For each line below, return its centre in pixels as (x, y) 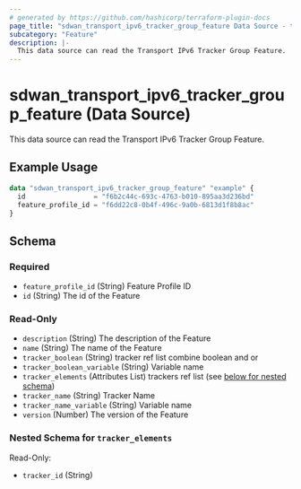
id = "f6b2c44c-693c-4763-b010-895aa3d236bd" (136, 196)
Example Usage (54, 167)
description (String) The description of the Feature (116, 338)
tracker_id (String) (57, 475)
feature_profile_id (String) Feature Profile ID (107, 286)
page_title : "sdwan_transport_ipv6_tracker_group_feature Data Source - (148, 26)
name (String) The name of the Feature (92, 348)
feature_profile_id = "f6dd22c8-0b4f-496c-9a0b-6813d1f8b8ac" (136, 205)
